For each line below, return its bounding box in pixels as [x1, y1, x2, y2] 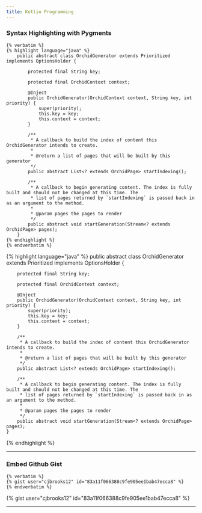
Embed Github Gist [6, 459, 63, 468]
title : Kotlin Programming [6, 8, 74, 15]
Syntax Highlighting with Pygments [6, 28, 112, 37]
